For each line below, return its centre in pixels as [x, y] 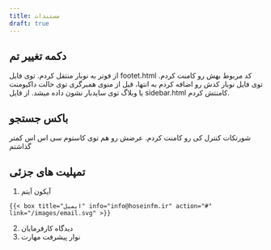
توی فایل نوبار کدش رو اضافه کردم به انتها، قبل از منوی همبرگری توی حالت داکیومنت [136, 84]
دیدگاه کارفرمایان [47, 228]
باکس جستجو [39, 118]
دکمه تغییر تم [38, 56]
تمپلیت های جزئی [47, 172]
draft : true [29, 23]
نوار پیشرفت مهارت [51, 236]
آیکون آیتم [36, 191]
